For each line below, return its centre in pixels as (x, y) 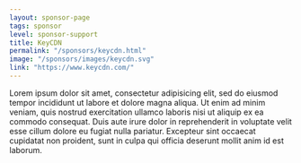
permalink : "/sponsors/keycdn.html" (78, 51)
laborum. (26, 150)
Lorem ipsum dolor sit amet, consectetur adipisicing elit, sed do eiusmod (144, 93)
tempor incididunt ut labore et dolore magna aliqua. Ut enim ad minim (137, 102)
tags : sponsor (36, 26)
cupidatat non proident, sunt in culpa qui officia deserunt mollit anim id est (147, 141)
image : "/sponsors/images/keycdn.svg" (82, 59)
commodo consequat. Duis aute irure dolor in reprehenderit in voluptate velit (150, 121)
